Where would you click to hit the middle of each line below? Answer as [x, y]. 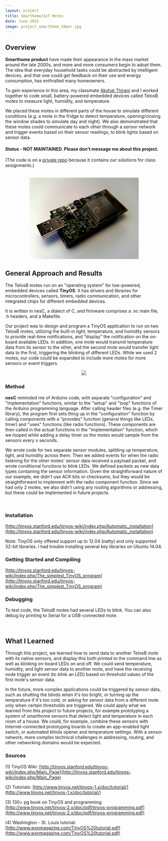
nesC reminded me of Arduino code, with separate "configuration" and [78, 397]
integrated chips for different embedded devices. [56, 301]
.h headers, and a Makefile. [33, 316]
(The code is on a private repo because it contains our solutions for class [80, 160]
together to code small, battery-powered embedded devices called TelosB [82, 96]
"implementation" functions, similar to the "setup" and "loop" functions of [81, 403]
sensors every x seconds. [32, 440]
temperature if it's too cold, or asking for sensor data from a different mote [82, 700]
